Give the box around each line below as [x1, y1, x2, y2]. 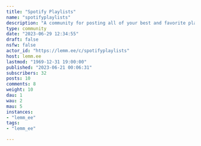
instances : [6, 109, 33, 115]
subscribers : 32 [6, 70, 47, 76]
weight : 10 [6, 87, 33, 93]
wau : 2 [6, 98, 23, 104]
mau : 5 [6, 103, 23, 109]
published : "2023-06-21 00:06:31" [6, 64, 93, 71]
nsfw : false [6, 42, 36, 48]
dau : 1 [6, 92, 23, 98]
